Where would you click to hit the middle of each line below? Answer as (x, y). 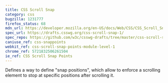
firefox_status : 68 (25, 24)
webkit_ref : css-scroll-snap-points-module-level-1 (60, 47)
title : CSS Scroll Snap (30, 10)
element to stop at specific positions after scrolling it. (60, 76)
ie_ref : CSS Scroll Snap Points (39, 56)
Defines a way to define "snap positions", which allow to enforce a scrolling (83, 70)
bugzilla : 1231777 (24, 19)
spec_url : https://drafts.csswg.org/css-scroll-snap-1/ (64, 33)
